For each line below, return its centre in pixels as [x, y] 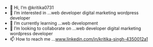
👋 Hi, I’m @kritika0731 [32, 8]
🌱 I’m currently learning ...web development [54, 23]
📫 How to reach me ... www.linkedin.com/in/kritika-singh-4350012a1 [79, 39]
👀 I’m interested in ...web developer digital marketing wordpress [74, 13]
